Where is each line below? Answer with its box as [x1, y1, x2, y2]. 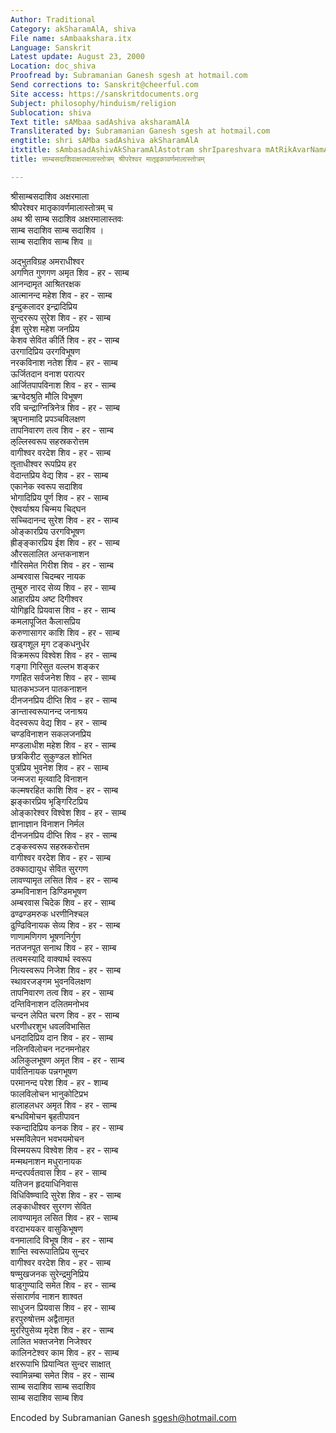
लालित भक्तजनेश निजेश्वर [10, 1335, 92, 1347]
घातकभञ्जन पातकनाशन [10, 682, 88, 695]
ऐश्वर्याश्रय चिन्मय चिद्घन [10, 502, 87, 515]
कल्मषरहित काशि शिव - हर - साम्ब [10, 784, 119, 796]
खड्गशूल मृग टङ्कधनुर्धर [10, 637, 90, 650]
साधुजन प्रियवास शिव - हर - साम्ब [10, 1301, 116, 1313]
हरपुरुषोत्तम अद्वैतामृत [10, 1312, 75, 1325]
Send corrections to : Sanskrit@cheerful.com [10, 80, 199, 90]
